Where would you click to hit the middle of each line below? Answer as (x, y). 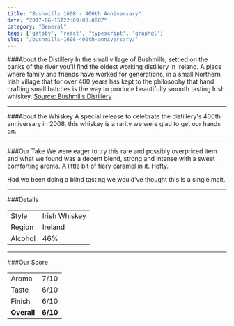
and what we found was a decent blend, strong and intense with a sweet (111, 159)
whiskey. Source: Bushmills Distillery (60, 96)
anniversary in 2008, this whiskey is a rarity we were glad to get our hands (114, 124)
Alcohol (23, 239)
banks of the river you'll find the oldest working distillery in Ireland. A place (115, 67)
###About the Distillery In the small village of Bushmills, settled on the (108, 59)
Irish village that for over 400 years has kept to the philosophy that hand (111, 81)
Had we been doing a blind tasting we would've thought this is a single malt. (116, 180)
